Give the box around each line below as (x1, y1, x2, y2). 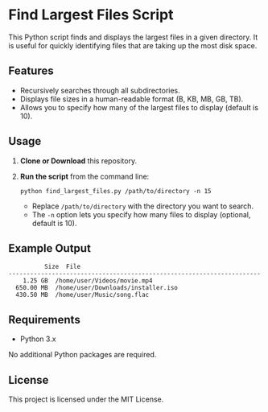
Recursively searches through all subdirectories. (19, 85, 181, 95)
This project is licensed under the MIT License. (8, 394, 164, 404)
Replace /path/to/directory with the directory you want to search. (31, 201, 254, 211)
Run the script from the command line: (19, 171, 150, 181)
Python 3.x (19, 334, 56, 344)
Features (8, 64, 54, 78)
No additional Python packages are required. (8, 350, 157, 360)
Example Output (8, 241, 91, 255)
